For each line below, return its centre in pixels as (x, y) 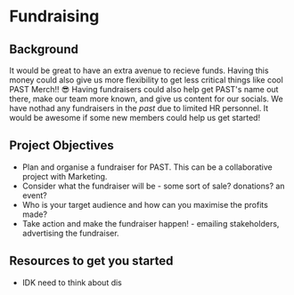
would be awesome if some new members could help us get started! (135, 118)
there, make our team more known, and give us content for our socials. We (146, 99)
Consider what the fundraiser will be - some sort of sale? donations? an (153, 186)
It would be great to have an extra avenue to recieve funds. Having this (139, 70)
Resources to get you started (91, 261)
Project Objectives (61, 145)
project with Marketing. (65, 176)
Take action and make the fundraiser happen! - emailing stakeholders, (151, 223)
